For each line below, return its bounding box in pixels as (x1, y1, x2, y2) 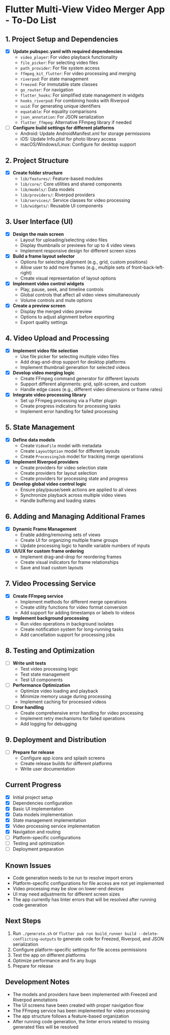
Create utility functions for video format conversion (20, 604, 128, 610)
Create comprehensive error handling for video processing (20, 709, 144, 716)
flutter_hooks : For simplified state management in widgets (20, 92, 144, 98)
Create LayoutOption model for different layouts (20, 448, 120, 454)
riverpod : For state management (20, 76, 89, 82)
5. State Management (5, 423, 75, 432)
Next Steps (5, 916, 41, 926)
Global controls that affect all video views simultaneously (20, 292, 140, 297)
